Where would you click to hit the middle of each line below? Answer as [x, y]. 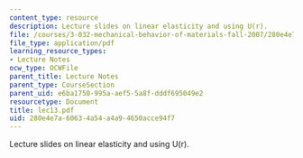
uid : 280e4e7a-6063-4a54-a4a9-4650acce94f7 [92, 118]
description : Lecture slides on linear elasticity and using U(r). [139, 26]
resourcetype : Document [54, 102]
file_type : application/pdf [62, 43]
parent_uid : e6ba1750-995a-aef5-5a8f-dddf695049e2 [106, 93]
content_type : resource [54, 18]
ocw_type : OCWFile [44, 69]
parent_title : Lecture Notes [64, 77]
